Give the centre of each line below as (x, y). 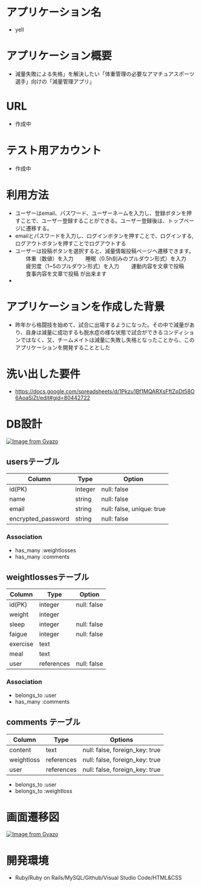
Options (122, 739)
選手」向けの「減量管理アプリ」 (55, 81)
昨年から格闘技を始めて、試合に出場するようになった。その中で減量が (102, 325)
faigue (18, 635)
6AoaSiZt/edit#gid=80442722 (53, 398)
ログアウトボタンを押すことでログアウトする (71, 243)
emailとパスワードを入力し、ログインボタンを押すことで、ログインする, (104, 236)
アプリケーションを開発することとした (62, 347)
